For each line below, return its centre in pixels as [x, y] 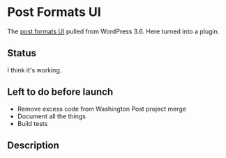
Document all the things [51, 116]
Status [22, 53]
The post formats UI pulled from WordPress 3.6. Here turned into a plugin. [113, 31]
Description [33, 145]
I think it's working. [35, 70]
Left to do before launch [60, 92]
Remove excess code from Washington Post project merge [102, 109]
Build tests [32, 123]
